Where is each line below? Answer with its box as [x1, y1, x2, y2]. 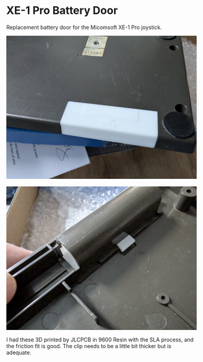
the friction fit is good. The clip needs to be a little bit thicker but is [6, 342, 172, 349]
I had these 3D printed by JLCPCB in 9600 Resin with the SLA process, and [6, 336, 194, 343]
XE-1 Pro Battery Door [6, 4, 118, 18]
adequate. [6, 349, 31, 356]
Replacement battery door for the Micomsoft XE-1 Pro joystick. [6, 24, 162, 31]
